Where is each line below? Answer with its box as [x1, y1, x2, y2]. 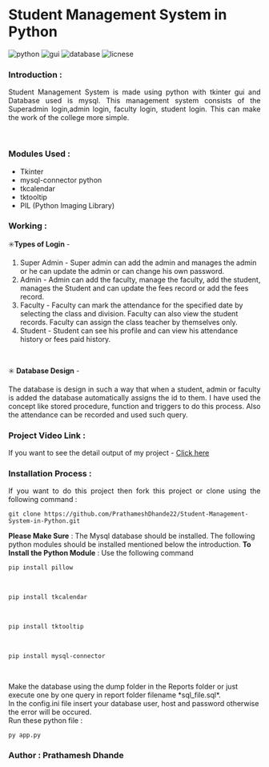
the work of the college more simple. [8, 113, 130, 122]
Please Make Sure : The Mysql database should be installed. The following [8, 531, 255, 541]
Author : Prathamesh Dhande [8, 750, 124, 761]
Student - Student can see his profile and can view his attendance [19, 326, 239, 335]
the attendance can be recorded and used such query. [8, 410, 188, 420]
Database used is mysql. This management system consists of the [8, 96, 261, 106]
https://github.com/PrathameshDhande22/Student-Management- [43, 510, 249, 518]
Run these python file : [8, 716, 82, 725]
